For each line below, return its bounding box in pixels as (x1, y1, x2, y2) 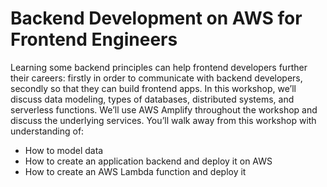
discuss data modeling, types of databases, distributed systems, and (10, 93, 295, 105)
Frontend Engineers (10, 28, 178, 51)
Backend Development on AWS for (10, 7, 303, 30)
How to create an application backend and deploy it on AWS (24, 155, 273, 167)
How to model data (24, 144, 104, 156)
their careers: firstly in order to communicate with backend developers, (10, 72, 303, 84)
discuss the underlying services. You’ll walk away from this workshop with (10, 114, 317, 126)
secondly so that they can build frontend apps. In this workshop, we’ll (10, 82, 297, 94)
